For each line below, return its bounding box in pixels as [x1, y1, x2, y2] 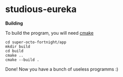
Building [5, 20, 23, 26]
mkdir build [5, 44, 30, 49]
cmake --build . [5, 57, 39, 62]
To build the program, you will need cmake [5, 30, 94, 36]
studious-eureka [5, 4, 77, 15]
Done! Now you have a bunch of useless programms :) [5, 66, 118, 72]
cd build [5, 48, 24, 53]
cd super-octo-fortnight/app [5, 39, 67, 45]
